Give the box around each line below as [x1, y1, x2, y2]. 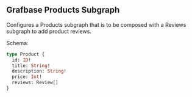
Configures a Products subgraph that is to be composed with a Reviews [6, 21, 187, 28]
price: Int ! [12, 74, 43, 80]
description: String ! [12, 68, 67, 74]
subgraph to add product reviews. [6, 27, 91, 35]
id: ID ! [12, 57, 32, 63]
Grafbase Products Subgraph [6, 5, 120, 15]
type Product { [6, 51, 45, 57]
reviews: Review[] [12, 79, 59, 86]
